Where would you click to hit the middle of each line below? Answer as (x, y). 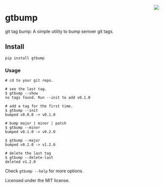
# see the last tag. (26, 89)
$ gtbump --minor (23, 128)
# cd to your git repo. (29, 81)
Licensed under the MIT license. (37, 181)
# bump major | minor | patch (36, 123)
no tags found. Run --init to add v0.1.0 (48, 98)
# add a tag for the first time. (39, 106)
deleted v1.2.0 (20, 162)
